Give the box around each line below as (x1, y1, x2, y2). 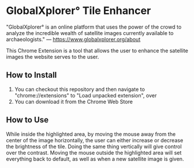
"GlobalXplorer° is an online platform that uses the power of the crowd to (6, 23, 182, 30)
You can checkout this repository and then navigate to (14, 86, 145, 93)
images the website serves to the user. (6, 53, 99, 60)
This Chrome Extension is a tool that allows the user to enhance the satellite (6, 47, 189, 54)
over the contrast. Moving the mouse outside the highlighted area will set (6, 149, 182, 156)
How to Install (6, 70, 57, 80)
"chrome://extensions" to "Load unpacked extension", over (14, 92, 157, 99)
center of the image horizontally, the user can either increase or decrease (6, 136, 183, 143)
